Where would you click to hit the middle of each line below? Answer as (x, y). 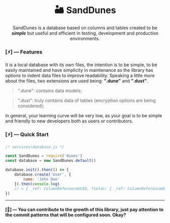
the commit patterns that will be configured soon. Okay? (66, 215)
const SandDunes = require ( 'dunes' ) (44, 156)
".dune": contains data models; (50, 91)
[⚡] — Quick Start (27, 135)
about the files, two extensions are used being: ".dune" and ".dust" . (77, 81)
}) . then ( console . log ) (37, 184)
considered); (31, 106)
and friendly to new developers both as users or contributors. (69, 121)
